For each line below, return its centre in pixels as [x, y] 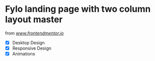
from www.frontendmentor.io [34, 33]
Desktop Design [29, 42]
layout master [34, 19]
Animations [24, 54]
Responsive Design [32, 48]
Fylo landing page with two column [78, 9]
